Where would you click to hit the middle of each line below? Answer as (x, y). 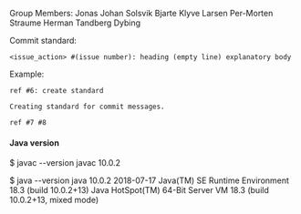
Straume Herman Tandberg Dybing (75, 23)
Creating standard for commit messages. (88, 107)
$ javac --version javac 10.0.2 (65, 163)
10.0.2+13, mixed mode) (54, 200)
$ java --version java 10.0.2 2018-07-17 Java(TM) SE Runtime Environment (150, 180)
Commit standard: (43, 41)
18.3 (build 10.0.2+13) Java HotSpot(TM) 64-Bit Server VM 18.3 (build (139, 190)
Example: (27, 74)
